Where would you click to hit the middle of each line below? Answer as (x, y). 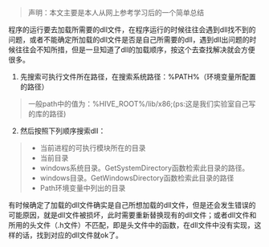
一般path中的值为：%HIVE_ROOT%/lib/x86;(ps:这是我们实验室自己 (138, 104)
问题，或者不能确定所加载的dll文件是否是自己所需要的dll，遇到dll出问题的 (129, 40)
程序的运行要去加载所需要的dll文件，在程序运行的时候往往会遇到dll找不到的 (132, 30)
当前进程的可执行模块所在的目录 (93, 148)
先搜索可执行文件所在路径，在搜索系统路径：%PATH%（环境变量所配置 (138, 77)
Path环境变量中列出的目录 (83, 188)
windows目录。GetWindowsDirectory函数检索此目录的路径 (137, 178)
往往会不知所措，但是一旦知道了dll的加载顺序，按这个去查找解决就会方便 (135, 50)
